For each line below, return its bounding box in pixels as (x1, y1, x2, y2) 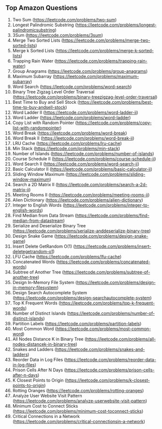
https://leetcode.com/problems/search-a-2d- (57, 181, 147, 187)
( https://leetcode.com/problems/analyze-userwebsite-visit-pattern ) (12, 397, 147, 404)
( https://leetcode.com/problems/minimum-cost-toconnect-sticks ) (12, 408, 144, 414)
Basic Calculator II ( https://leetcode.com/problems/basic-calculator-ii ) (12, 166, 153, 172)
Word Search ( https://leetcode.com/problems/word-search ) (12, 83, 132, 89)
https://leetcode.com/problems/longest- (76, 22, 157, 28)
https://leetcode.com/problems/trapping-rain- (56, 58, 147, 64)
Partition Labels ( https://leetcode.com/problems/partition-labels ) (12, 320, 142, 326)
